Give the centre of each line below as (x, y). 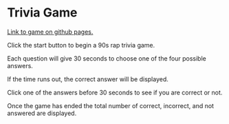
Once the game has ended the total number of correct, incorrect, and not (111, 105)
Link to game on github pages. (50, 32)
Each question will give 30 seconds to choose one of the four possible (107, 58)
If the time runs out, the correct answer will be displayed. (88, 79)
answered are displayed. (42, 113)
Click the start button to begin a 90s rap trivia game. (81, 45)
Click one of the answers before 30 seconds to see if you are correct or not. (115, 92)
